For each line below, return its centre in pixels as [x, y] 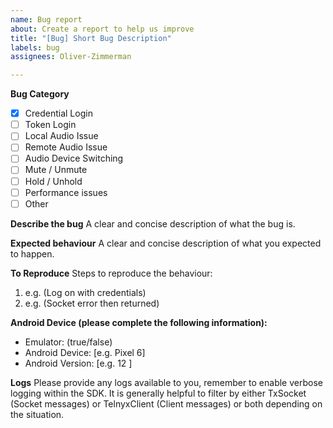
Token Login [50, 125]
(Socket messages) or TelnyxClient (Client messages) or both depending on [166, 403]
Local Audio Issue [61, 136]
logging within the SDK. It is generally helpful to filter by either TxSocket [158, 393]
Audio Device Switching [74, 158]
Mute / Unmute [56, 170]
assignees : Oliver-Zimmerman [71, 57]
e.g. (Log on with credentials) [85, 292]
